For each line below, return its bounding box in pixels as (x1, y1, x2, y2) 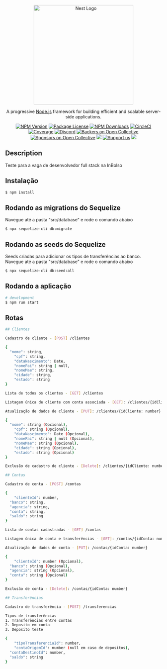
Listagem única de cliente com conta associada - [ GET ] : (5, 399, 126, 405)
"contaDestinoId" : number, (9, 650, 66, 655)
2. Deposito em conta (5, 622, 50, 628)
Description (5, 149, 42, 158)
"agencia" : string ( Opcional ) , (9, 568, 75, 573)
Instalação (5, 177, 39, 185)
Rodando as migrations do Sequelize (5, 203, 121, 212)
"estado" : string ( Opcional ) (14, 450, 75, 455)
